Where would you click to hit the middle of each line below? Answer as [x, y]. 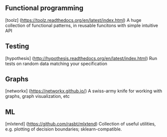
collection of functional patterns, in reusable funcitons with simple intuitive [82, 25]
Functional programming [44, 8]
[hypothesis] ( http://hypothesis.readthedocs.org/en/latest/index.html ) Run [81, 58]
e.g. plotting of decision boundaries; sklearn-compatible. [64, 129]
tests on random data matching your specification [56, 64]
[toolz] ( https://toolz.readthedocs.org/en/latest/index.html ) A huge [73, 20]
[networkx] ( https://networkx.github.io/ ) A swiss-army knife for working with [84, 91]
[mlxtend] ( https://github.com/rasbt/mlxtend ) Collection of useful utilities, [81, 124]
